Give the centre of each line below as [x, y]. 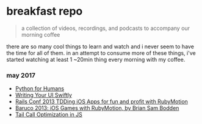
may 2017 [21, 75]
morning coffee [41, 34]
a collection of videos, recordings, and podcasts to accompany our [106, 28]
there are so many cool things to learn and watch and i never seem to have [100, 46]
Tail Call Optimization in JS [49, 115]
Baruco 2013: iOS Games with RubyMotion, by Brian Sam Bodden [97, 108]
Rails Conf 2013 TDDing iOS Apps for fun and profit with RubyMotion [101, 101]
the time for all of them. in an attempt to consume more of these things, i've [101, 53]
